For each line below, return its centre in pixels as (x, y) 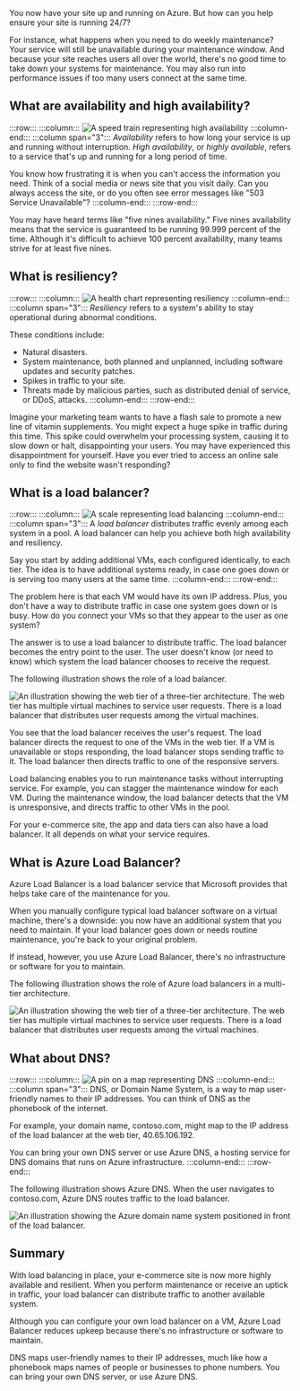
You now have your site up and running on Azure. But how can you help (141, 13)
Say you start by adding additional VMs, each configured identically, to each (150, 561)
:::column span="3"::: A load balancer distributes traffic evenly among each (149, 524)
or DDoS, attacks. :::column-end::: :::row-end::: (108, 399)
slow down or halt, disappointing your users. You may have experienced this (150, 445)
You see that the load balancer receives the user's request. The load (135, 733)
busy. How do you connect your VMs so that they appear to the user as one (149, 616)
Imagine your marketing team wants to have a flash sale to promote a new (146, 417)
